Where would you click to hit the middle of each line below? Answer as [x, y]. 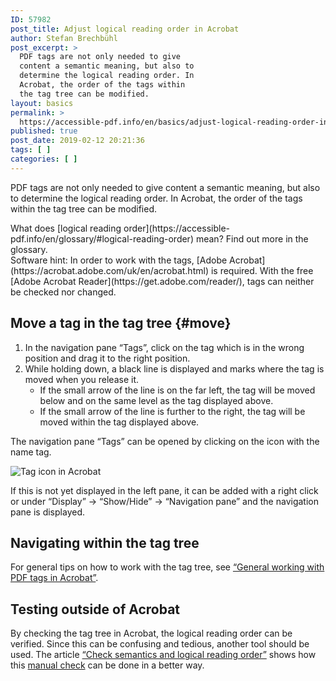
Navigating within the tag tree [105, 542]
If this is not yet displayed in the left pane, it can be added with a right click [164, 490]
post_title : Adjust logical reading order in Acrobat [125, 29]
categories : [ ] [44, 159]
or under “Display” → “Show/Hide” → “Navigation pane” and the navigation [164, 501]
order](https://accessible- [176, 228]
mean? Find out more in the [252, 238]
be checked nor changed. [63, 292]
